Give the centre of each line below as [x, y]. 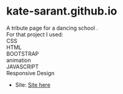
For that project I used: [35, 34]
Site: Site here [33, 85]
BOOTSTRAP [23, 53]
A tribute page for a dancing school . [52, 28]
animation [19, 60]
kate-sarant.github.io [62, 11]
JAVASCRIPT [23, 66]
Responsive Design [30, 73]
